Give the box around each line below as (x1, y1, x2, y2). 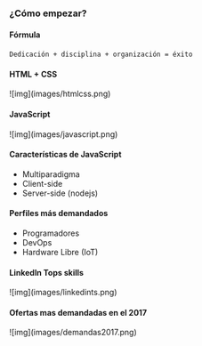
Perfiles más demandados (9, 208, 109, 219)
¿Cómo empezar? (9, 7, 87, 20)
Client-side (21, 178, 63, 189)
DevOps (21, 237, 53, 247)
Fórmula (9, 29, 41, 40)
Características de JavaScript (9, 149, 122, 160)
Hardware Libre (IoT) (21, 246, 99, 257)
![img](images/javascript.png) (9, 128, 118, 140)
